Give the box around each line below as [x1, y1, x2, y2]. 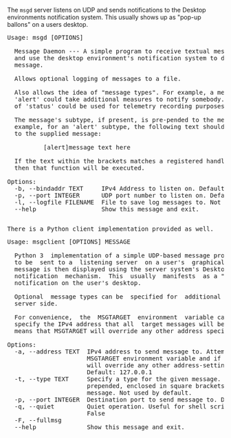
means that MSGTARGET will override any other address [14, 327, 203, 335]
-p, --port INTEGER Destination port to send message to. [14, 396, 218, 404]
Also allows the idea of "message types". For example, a [14, 89, 214, 96]
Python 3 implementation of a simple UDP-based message [14, 252, 211, 260]
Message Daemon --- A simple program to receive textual [14, 47, 211, 55]
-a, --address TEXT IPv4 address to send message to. [14, 348, 203, 356]
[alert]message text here [43, 143, 131, 151]
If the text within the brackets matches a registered [14, 157, 203, 165]
